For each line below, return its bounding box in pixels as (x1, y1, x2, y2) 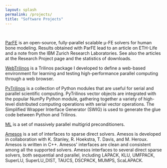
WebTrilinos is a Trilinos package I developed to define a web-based (5, 65, 146, 71)
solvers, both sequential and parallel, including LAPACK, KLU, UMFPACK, (5, 152, 155, 158)
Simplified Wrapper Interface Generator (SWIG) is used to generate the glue (5, 106, 161, 112)
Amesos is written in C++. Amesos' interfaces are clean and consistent (5, 142, 151, 148)
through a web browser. (5, 76, 54, 82)
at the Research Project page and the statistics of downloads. (5, 56, 132, 62)
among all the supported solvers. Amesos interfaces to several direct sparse (5, 147, 162, 153)
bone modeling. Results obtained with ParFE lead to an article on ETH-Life (5, 45, 158, 51)
